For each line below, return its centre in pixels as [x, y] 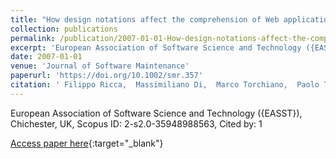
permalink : [33, 38]
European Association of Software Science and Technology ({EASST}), [156, 113]
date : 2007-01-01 [46, 57]
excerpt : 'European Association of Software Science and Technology [156, 47]
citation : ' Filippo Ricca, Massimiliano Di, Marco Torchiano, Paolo [165, 85]
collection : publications [64, 29]
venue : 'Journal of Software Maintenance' [100, 66]
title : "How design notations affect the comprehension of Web [145, 19]
